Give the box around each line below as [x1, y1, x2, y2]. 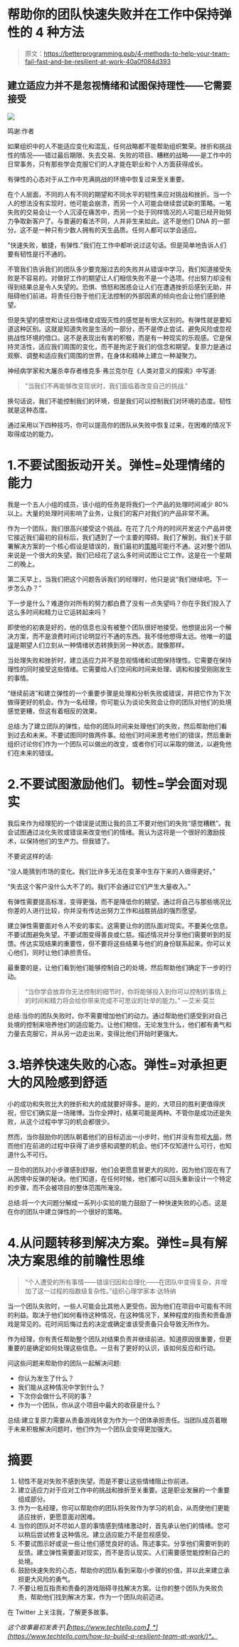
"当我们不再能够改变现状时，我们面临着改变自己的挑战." [24, 381, 188, 390]
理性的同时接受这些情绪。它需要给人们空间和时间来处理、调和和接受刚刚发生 [7, 664, 232, 673]
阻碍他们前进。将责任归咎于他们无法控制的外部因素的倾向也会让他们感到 [7, 291, 219, 300]
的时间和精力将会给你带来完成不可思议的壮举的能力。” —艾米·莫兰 [24, 996, 216, 1005]
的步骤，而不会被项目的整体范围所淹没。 [7, 1183, 126, 1192]
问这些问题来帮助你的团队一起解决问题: [7, 1358, 122, 1367]
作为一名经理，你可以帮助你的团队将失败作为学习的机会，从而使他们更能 [17, 1504, 230, 1512]
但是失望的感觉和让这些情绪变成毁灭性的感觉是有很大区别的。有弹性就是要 [7, 315, 225, 324]
